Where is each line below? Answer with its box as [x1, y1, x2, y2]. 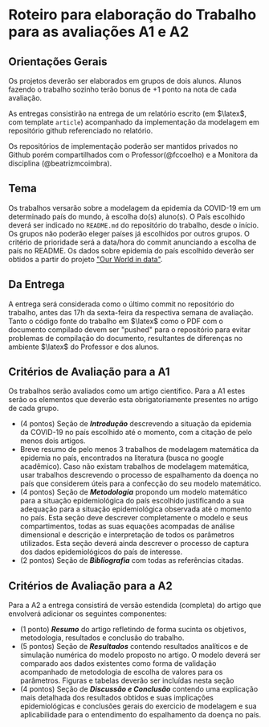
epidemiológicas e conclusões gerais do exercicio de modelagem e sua [19, 701, 257, 711]
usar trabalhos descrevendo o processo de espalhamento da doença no [19, 470, 259, 480]
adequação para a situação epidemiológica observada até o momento [19, 504, 252, 514]
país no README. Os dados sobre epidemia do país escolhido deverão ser [8, 245, 255, 255]
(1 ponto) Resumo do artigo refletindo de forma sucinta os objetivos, [19, 625, 247, 635]
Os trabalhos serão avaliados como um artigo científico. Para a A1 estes [8, 386, 246, 396]
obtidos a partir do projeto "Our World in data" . [8, 254, 163, 264]
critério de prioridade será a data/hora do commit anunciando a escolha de [8, 237, 257, 247]
